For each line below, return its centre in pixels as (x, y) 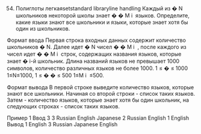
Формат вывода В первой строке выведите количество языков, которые (100, 87)
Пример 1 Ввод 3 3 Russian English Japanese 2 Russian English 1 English (98, 118)
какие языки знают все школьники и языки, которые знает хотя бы (102, 22)
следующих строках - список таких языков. (63, 106)
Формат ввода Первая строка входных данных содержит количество (96, 40)
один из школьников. (43, 28)
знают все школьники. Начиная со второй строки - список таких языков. (101, 94)
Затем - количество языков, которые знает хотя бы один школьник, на (98, 100)
